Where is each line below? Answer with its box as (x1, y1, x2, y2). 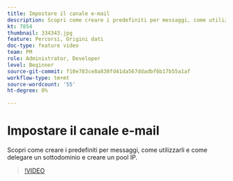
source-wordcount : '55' (7, 81, 76, 88)
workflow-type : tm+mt (7, 74, 70, 82)
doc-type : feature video (7, 42, 79, 49)
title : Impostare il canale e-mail (7, 10, 110, 17)
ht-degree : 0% (7, 87, 49, 94)
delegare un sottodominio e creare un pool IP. (7, 153, 138, 162)
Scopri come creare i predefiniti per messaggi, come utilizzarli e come (7, 146, 208, 154)
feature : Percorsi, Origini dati (7, 36, 104, 43)
